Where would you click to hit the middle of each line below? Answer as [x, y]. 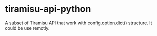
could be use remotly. [27, 28]
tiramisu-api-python [48, 9]
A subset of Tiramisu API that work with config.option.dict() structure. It [78, 23]
